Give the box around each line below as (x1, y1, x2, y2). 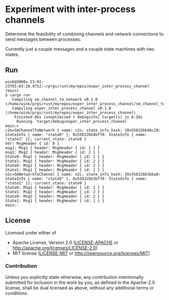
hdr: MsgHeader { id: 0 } (5, 141, 59, 146)
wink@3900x (5, 79, 28, 84)
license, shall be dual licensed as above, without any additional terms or (5, 284, 154, 290)
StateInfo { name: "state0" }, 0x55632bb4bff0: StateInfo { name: (5, 132, 147, 137)
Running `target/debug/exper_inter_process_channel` (16, 119, 129, 124)
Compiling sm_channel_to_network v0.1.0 (12, 97, 98, 102)
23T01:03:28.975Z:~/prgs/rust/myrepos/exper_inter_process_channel (5, 84, 150, 89)
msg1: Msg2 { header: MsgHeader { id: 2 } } (5, 149, 100, 155)
